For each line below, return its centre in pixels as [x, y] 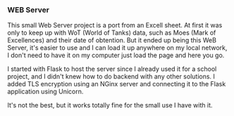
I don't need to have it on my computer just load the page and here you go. [116, 55]
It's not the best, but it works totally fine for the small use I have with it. [110, 105]
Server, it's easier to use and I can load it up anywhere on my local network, [117, 48]
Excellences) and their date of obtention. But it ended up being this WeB [112, 40]
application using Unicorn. [45, 92]
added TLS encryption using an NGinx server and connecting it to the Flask [117, 84]
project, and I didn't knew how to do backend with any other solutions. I [111, 76]
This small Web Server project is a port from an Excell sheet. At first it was [115, 25]
